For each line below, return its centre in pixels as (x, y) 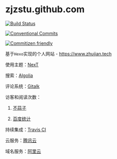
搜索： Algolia (19, 75)
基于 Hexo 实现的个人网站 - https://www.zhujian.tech (58, 54)
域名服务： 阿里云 (23, 151)
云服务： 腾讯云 (21, 140)
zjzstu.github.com (45, 9)
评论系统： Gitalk (22, 86)
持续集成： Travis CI (26, 129)
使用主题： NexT (22, 64)
